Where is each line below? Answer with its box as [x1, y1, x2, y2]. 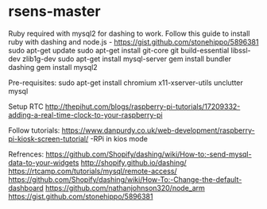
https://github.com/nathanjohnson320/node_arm [44, 183, 205, 192]
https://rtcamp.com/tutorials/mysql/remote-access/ [8, 166, 177, 176]
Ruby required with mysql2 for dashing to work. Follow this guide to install [8, 29, 250, 38]
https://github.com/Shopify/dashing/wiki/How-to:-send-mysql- [45, 149, 252, 159]
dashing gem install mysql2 [8, 62, 98, 72]
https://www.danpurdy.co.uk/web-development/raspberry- [61, 126, 256, 135]
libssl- [230, 45, 252, 55]
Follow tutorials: [8, 126, 60, 135]
